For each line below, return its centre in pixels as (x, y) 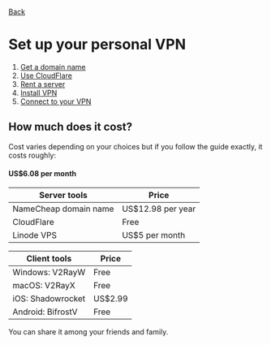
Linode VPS (34, 235)
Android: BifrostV (45, 312)
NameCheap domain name (63, 209)
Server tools (63, 195)
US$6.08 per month (43, 174)
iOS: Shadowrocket (49, 298)
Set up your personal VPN (97, 45)
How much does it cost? (70, 127)
